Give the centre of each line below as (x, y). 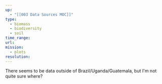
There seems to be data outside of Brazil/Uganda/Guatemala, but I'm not (81, 71)
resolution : (18, 57)
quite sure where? (24, 76)
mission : (14, 47)
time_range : (18, 38)
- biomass (20, 24)
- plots (18, 52)
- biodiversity (26, 29)
